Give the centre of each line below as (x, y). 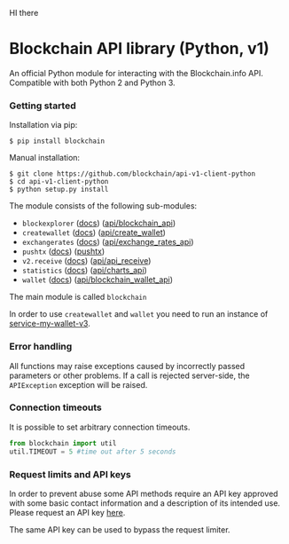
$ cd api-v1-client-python (59, 182)
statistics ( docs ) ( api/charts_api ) (85, 271)
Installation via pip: (43, 125)
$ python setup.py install (59, 190)
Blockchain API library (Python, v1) (140, 49)
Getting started (43, 106)
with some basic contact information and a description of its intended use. (145, 503)
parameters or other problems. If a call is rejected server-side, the (129, 375)
